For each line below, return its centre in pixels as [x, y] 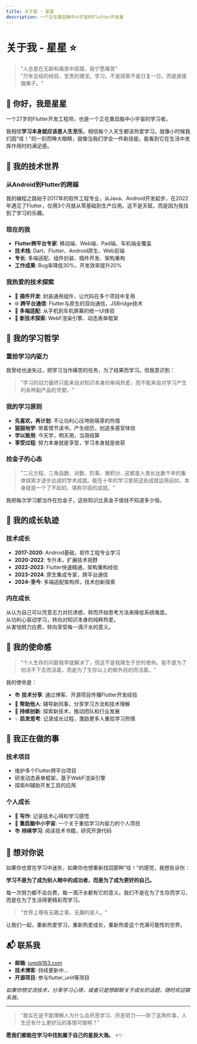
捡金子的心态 [24, 459]
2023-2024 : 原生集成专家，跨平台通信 [61, 574]
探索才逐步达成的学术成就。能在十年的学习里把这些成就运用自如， [105, 480]
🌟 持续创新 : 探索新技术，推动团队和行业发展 [67, 711]
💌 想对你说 [25, 853]
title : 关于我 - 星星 [30, 11]
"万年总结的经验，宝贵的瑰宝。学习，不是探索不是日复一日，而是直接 [103, 76]
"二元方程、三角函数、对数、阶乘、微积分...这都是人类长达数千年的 [101, 473]
